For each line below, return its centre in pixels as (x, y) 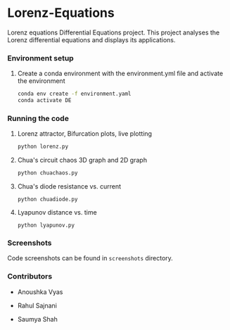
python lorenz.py (43, 147)
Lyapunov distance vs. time (57, 212)
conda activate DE (44, 101)
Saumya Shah (37, 319)
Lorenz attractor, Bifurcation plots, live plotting (85, 134)
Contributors (30, 277)
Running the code (38, 118)
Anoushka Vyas (40, 292)
